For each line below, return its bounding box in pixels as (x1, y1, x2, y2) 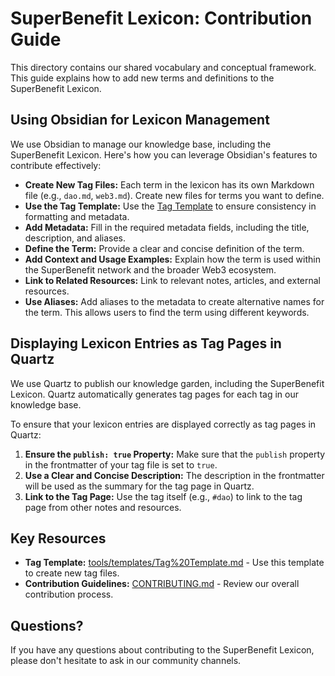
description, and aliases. (24, 232, 127, 244)
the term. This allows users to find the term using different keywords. (24, 306, 310, 318)
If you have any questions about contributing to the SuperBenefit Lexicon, (10, 644, 315, 656)
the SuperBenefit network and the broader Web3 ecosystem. (24, 263, 277, 276)
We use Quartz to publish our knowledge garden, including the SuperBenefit (10, 377, 325, 389)
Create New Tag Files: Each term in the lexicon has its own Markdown (24, 178, 315, 191)
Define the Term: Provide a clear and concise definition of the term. (24, 242, 305, 254)
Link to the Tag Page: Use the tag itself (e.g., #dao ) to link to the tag (24, 490, 303, 502)
